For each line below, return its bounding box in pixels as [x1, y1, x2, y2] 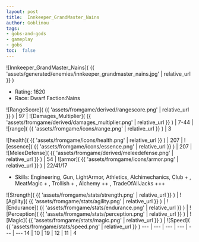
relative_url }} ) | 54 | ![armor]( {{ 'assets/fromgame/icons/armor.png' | [6, 156, 179, 163]
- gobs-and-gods [6, 31, 46, 37]
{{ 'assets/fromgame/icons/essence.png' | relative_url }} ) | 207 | [33, 142, 192, 150]
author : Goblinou [6, 20, 49, 26]
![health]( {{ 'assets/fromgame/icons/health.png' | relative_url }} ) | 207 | [6, 136, 183, 144]
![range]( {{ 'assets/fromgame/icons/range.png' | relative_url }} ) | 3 [6, 125, 172, 132]
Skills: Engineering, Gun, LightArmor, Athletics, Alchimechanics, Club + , [14, 173, 191, 181]
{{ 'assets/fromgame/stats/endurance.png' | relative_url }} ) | [39, 204, 188, 211]
